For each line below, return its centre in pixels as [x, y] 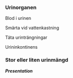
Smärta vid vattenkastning [32, 28]
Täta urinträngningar [26, 38]
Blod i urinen [18, 18]
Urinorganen [21, 7]
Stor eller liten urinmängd [37, 60]
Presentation [19, 71]
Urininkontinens [21, 47]
